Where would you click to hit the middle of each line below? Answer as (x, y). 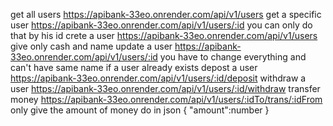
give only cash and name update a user (91, 46)
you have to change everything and (233, 57)
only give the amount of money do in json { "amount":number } (140, 110)
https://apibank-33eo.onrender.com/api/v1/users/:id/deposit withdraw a (158, 78)
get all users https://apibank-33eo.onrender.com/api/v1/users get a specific (166, 14)
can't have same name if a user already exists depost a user (134, 67)
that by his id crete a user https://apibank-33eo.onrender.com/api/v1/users (164, 35)
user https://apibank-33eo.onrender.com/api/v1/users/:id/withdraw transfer (165, 88)
